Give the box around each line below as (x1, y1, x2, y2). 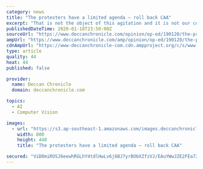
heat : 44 (6, 59, 28, 65)
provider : (6, 76, 31, 82)
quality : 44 (6, 54, 36, 60)
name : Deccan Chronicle (11, 81, 71, 88)
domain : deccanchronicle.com (11, 87, 85, 94)
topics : (6, 98, 26, 104)
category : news (6, 8, 45, 15)
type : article (6, 48, 42, 54)
